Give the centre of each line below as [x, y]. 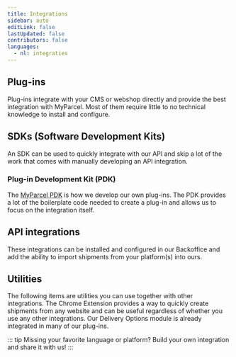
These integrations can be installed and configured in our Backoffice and [114, 249]
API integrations [44, 232]
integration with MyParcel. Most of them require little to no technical [107, 106]
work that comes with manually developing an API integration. [97, 161]
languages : [23, 47]
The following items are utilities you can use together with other [100, 296]
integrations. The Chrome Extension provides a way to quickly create [108, 304]
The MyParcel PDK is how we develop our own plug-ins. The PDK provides [117, 195]
